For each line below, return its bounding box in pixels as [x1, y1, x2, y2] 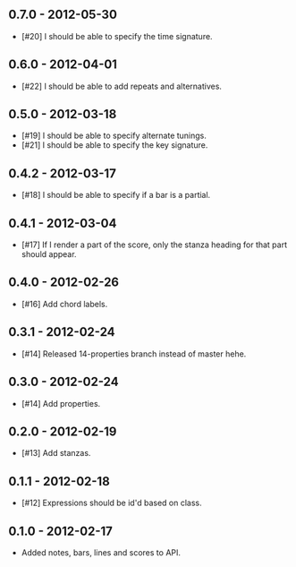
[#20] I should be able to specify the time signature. [21, 30, 213, 41]
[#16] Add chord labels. [21, 298, 108, 309]
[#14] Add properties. [21, 398, 101, 408]
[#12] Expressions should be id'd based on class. [21, 497, 202, 509]
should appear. [21, 249, 77, 260]
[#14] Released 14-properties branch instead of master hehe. [21, 348, 247, 359]
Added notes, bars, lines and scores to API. [21, 546, 181, 558]
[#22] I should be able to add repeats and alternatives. [21, 81, 223, 91]
